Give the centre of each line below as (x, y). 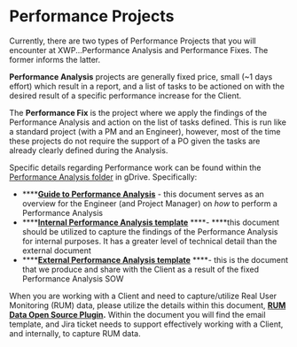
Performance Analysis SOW (73, 278)
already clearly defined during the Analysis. (89, 150)
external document (56, 251)
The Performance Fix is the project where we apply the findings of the (138, 112)
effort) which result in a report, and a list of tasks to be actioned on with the (147, 86)
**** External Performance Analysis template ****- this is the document (155, 259)
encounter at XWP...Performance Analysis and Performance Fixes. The (139, 50)
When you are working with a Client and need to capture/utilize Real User (143, 296)
